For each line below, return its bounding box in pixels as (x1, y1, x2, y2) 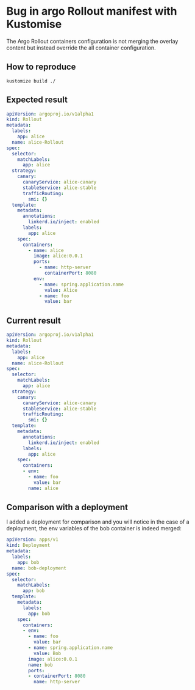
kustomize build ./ (6, 78, 56, 84)
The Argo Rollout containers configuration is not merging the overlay (6, 37, 179, 45)
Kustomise (6, 17, 62, 31)
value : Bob (33, 650, 62, 656)
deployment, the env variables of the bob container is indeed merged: (6, 525, 182, 532)
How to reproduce (6, 62, 76, 72)
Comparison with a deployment (6, 502, 128, 513)
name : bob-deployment (12, 565, 67, 571)
